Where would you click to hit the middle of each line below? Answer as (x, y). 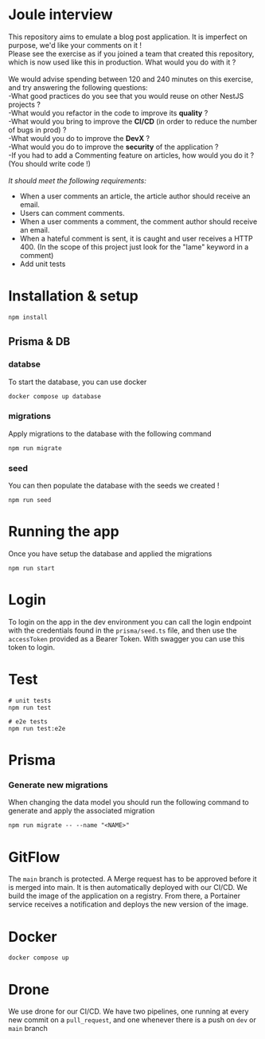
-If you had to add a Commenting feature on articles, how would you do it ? (131, 155)
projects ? (25, 104)
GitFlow (34, 857)
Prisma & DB (39, 341)
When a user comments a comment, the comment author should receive (138, 222)
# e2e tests (28, 721)
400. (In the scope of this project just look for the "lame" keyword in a (134, 247)
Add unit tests (43, 264)
